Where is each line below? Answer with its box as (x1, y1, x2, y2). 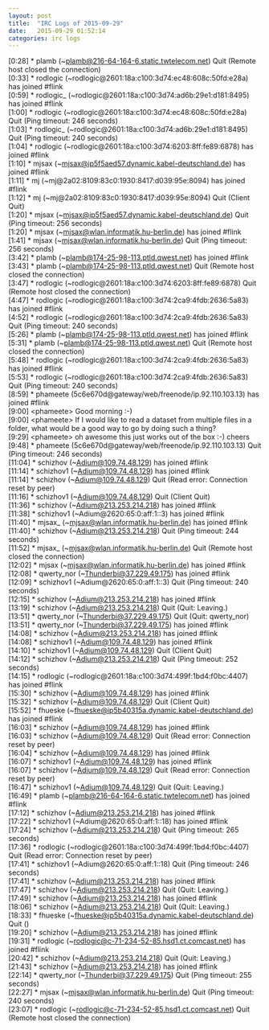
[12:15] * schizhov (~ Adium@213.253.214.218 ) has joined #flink (8, 594, 216, 604)
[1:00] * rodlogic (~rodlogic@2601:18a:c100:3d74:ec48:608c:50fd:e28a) (8, 108, 247, 117)
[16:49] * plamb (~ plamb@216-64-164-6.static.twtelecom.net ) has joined (8, 791, 251, 801)
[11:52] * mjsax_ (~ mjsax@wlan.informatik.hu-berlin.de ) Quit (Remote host (8, 544, 253, 553)
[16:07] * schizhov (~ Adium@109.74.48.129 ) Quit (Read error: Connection (8, 765, 251, 775)
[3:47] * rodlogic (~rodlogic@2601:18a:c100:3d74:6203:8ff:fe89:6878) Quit (8, 278, 257, 288)
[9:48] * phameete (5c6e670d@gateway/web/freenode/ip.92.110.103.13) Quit (8, 441, 262, 450)
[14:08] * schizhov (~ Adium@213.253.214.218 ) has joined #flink (8, 629, 218, 638)
